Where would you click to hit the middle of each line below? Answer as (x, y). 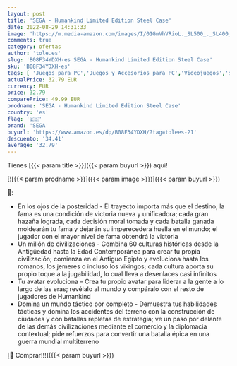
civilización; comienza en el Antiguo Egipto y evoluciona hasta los (113, 259)
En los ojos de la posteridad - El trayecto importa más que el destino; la (121, 206)
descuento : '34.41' (36, 138)
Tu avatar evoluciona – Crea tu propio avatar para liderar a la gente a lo (121, 282)
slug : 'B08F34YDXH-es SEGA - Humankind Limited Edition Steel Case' (110, 60)
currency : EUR (28, 86)
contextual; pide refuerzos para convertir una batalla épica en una (114, 334)
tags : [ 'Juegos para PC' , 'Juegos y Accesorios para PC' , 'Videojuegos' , (116, 73)
